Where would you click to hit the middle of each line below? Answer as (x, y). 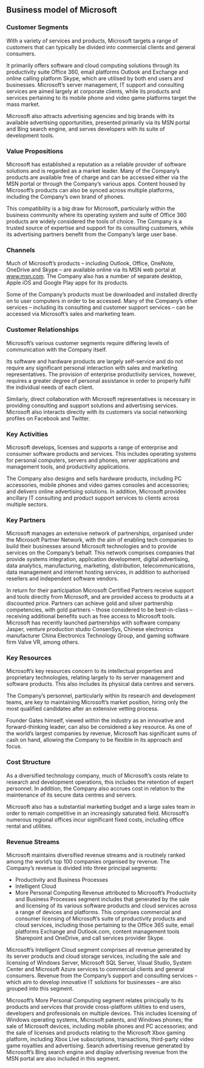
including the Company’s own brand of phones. (66, 197)
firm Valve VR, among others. (43, 642)
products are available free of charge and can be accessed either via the (97, 177)
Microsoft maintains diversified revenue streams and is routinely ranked (96, 855)
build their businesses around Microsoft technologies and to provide (92, 546)
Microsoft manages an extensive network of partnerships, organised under (100, 533)
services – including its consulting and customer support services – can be (100, 307)
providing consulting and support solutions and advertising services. (92, 405)
